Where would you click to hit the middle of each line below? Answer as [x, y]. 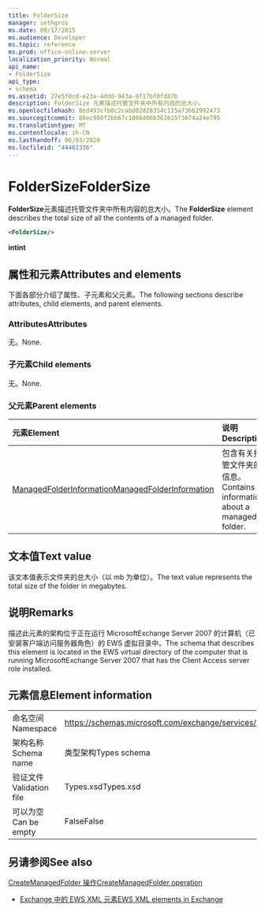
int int [17, 248]
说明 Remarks [41, 613]
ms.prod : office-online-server [60, 52]
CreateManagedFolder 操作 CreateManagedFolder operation [105, 883]
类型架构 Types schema [107, 753]
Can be [26, 822]
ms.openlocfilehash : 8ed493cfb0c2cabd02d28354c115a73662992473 [114, 111]
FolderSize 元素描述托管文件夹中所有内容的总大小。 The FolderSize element [131, 209]
